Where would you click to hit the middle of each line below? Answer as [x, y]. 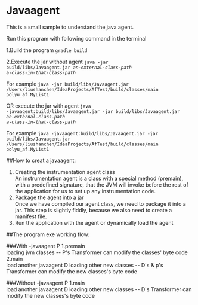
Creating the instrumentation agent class [65, 172]
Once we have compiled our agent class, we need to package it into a [100, 203]
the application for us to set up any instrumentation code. [85, 191]
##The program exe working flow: [48, 234]
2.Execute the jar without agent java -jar [57, 62]
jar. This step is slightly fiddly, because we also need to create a [93, 210]
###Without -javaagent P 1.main [46, 283]
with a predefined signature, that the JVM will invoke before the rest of [102, 184]
